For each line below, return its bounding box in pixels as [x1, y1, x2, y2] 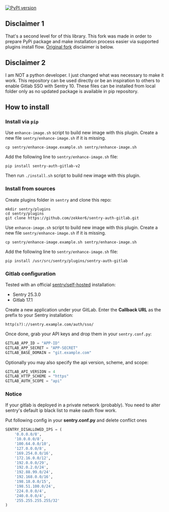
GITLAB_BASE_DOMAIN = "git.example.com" [5, 350, 92, 355]
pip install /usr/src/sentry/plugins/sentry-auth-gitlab [5, 258, 128, 264]
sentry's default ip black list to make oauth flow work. [5, 407, 117, 413]
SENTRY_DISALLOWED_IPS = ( [5, 427, 62, 432]
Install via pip [5, 118, 39, 125]
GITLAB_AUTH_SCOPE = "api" [5, 378, 62, 383]
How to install [5, 103, 50, 112]
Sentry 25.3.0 [12, 291, 41, 297]
